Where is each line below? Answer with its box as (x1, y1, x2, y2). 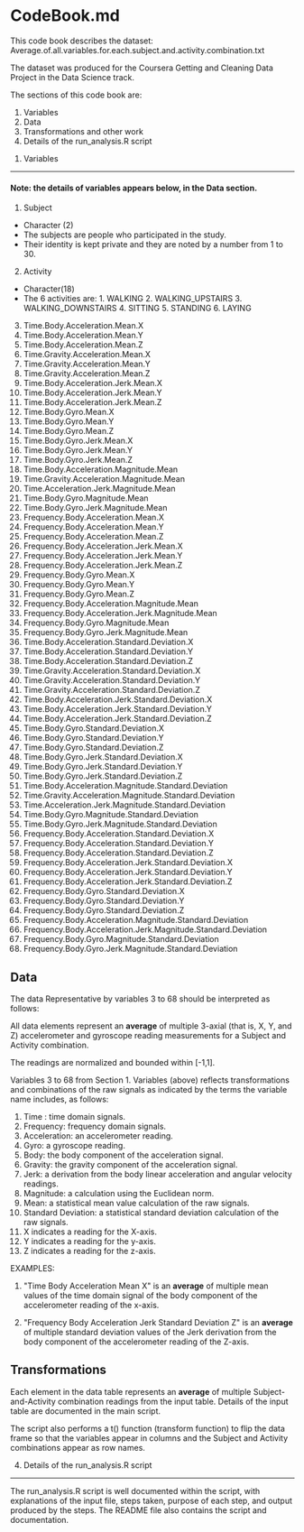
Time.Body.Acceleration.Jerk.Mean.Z (23, 397, 162, 408)
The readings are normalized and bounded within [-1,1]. (10, 1057, 216, 1067)
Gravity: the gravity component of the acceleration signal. (23, 1158, 238, 1169)
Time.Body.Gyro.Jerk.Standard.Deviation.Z (23, 771, 183, 781)
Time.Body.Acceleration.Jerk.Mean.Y (23, 387, 162, 398)
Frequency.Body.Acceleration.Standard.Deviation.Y (23, 838, 215, 849)
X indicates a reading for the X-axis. (23, 1226, 157, 1237)
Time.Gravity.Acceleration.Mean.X (23, 349, 152, 360)
